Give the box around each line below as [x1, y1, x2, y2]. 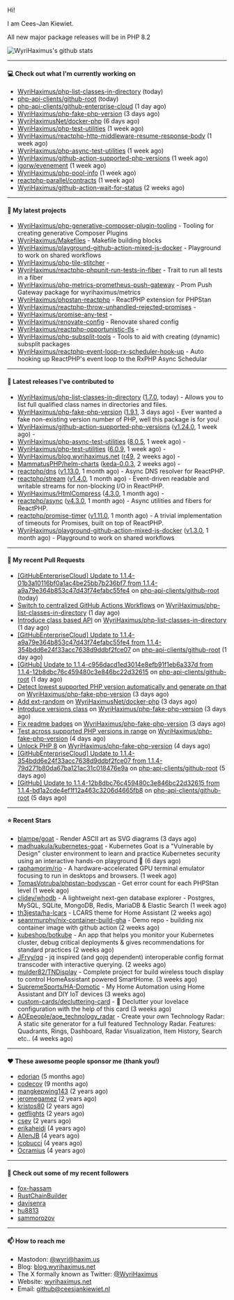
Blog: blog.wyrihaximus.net [17, 1262, 96, 1271]
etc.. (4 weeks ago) [17, 1035, 73, 1043]
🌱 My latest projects [7, 206, 66, 215]
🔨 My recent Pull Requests [7, 556, 85, 564]
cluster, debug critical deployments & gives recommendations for [17, 938, 205, 947]
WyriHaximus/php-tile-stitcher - [17, 258, 110, 267]
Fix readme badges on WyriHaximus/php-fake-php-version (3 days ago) [17, 719, 226, 727]
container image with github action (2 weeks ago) [17, 923, 160, 932]
